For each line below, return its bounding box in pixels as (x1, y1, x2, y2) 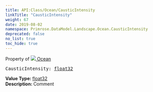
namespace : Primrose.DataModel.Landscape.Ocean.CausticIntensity (5, 27, 148, 32)
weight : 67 (5, 17, 29, 22)
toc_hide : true (5, 41, 38, 46)
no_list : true (5, 36, 36, 42)
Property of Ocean (5, 56, 51, 62)
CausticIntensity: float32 (5, 65, 73, 71)
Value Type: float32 (5, 75, 48, 81)
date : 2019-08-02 (5, 22, 43, 27)
